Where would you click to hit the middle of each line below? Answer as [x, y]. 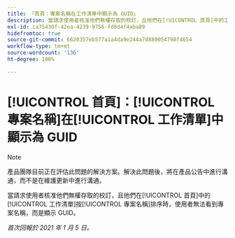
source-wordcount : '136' [43, 53]
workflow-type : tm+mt [39, 46]
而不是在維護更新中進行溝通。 [62, 180]
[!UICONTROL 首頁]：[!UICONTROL [111, 102]
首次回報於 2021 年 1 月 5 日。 [50, 227]
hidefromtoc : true [34, 33]
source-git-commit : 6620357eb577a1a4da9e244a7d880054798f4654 [100, 40]
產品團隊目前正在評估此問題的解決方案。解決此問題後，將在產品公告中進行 [114, 171]
